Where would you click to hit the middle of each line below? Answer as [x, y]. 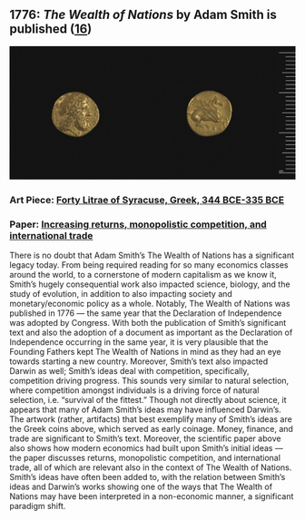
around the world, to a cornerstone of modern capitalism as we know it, [143, 275]
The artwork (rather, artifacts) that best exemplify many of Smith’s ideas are [151, 419]
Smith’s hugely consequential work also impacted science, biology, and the [150, 284]
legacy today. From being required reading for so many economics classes [149, 265]
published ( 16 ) [51, 29]
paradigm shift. [38, 506]
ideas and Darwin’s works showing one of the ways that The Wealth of [141, 487]
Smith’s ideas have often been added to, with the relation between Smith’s [148, 477]
